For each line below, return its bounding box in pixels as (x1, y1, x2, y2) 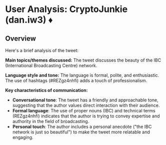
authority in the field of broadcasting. (12, 118, 89, 124)
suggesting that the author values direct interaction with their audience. (12, 102, 160, 108)
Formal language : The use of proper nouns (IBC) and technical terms (12, 108, 156, 113)
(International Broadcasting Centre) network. (5, 63, 97, 68)
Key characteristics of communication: (5, 87, 88, 93)
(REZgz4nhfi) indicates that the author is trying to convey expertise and (12, 113, 160, 119)
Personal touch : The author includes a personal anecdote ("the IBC (12, 124, 152, 129)
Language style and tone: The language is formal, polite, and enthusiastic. (5, 72, 159, 78)
